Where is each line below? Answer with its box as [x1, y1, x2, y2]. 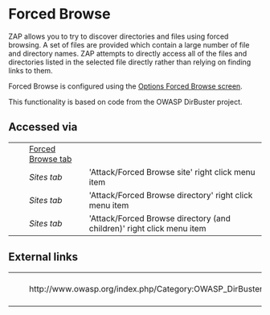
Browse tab [29, 153, 72, 164]
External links [8, 251, 79, 264]
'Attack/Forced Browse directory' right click [88, 189, 253, 201]
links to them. [8, 65, 54, 75]
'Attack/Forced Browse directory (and [88, 213, 231, 224]
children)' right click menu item [88, 222, 207, 234]
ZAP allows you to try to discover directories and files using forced [8, 31, 229, 41]
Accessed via [8, 120, 78, 134]
